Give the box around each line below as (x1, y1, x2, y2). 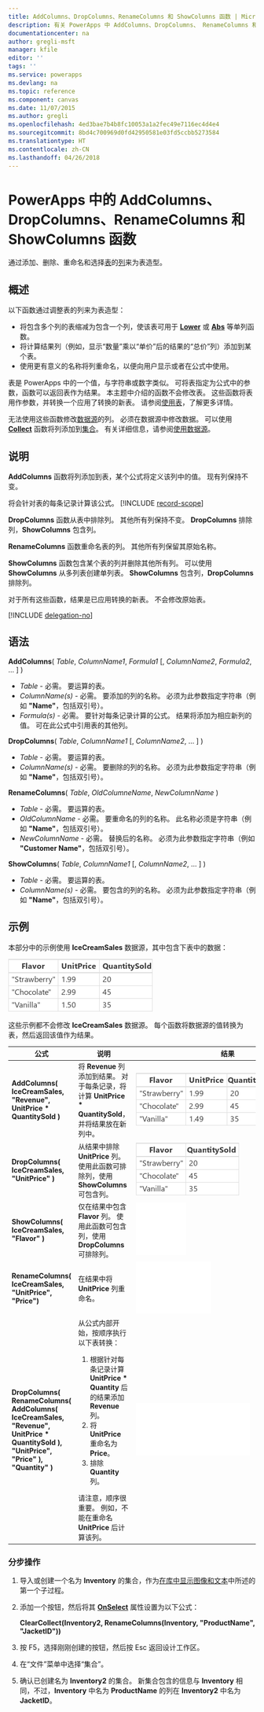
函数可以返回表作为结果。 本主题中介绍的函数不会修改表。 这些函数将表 (21, 388, 253, 397)
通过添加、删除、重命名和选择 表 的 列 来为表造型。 (8, 258, 167, 267)
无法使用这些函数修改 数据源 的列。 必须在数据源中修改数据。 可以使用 (8, 414, 233, 424)
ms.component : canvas (8, 95, 79, 104)
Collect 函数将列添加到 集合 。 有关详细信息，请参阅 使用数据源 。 (8, 425, 215, 434)
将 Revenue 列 (78, 1062, 126, 1071)
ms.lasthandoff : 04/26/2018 (8, 153, 101, 161)
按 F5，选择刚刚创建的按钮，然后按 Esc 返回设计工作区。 (19, 1643, 204, 1652)
